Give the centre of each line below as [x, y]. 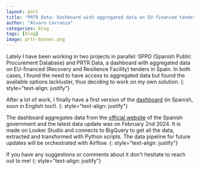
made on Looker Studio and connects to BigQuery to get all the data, [90, 130]
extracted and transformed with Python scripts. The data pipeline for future [98, 137]
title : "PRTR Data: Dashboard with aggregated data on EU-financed [92, 17]
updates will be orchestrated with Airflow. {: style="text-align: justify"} [92, 143]
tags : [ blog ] [22, 34]
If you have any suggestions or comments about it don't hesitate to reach [96, 154]
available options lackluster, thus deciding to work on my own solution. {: [96, 82]
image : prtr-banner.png [36, 39]
